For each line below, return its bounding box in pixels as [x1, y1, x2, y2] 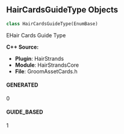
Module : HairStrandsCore [14, 61, 79, 69]
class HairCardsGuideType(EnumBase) [6, 20, 98, 26]
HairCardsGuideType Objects [6, 5, 119, 15]
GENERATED [6, 81, 39, 89]
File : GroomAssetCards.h [14, 67, 78, 75]
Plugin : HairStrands [14, 55, 64, 62]
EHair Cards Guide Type [6, 31, 66, 38]
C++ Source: [6, 43, 39, 50]
